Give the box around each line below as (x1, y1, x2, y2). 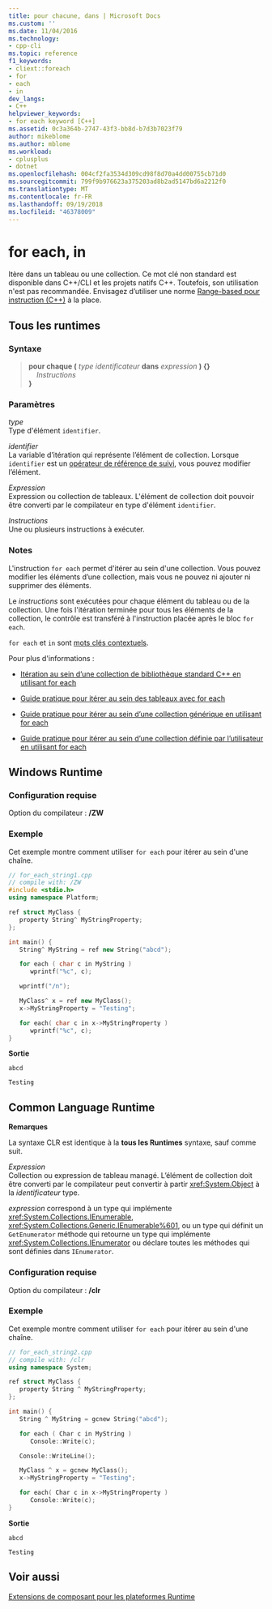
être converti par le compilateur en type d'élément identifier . (8, 500, 216, 510)
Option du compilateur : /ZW (8, 808, 104, 818)
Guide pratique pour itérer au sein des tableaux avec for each (19, 694, 226, 703)
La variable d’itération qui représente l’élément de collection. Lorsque (8, 450, 240, 460)
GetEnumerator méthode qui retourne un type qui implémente (8, 1229, 210, 1240)
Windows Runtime (8, 765, 103, 779)
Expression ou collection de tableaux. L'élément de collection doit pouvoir (8, 492, 255, 501)
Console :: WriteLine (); (19, 1452, 96, 1460)
